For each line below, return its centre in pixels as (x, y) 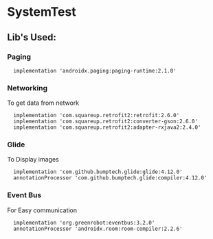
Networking (27, 88)
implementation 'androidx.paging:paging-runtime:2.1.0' (95, 71)
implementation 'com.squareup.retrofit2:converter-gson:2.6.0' (105, 122)
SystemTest (42, 12)
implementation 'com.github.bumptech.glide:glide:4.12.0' (98, 172)
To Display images (33, 160)
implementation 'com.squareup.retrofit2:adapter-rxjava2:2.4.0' (107, 127)
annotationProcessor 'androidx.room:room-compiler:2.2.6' (98, 229)
